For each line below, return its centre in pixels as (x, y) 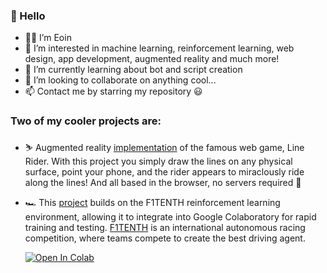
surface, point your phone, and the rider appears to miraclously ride (164, 171)
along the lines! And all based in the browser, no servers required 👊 (163, 182)
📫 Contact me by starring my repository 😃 (113, 91)
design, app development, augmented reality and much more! (152, 59)
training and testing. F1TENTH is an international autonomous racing (165, 227)
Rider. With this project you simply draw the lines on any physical (158, 161)
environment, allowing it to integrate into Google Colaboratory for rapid (170, 216)
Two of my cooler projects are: (86, 121)
